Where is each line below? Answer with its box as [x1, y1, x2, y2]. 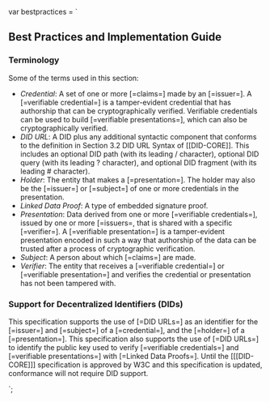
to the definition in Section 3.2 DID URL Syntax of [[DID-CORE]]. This [19, 140, 250, 150]
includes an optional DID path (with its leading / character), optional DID [19, 149, 259, 159]
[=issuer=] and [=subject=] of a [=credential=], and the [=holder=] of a [8, 325, 245, 335]
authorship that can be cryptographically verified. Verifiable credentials [19, 105, 258, 116]
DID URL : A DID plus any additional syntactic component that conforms [19, 131, 257, 141]
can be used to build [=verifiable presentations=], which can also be [19, 114, 248, 124]
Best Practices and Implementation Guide [8, 30, 222, 44]
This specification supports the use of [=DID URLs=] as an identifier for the [8, 316, 259, 327]
